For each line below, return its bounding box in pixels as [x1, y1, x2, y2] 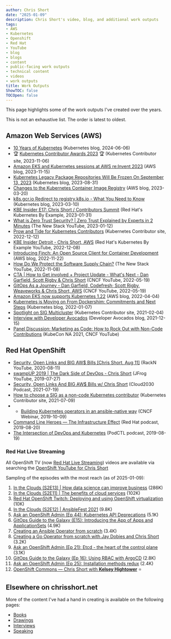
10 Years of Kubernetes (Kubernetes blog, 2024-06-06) [13, 145, 130, 151]
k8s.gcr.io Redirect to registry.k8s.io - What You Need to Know [13, 196, 145, 202]
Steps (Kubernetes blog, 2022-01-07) [13, 304, 92, 310]
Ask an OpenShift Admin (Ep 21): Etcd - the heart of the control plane [13, 544, 158, 550]
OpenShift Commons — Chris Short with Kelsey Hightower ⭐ [13, 566, 142, 572]
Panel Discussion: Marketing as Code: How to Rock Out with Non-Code [13, 326, 163, 332]
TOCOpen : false [6, 93, 38, 98]
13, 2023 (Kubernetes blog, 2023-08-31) [13, 179, 99, 186]
